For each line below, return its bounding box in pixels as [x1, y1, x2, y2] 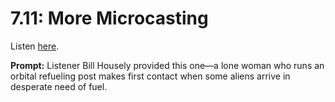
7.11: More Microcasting [10, 7, 209, 30]
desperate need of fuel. [10, 80, 108, 92]
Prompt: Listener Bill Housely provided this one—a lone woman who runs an [10, 59, 325, 71]
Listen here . [10, 40, 60, 52]
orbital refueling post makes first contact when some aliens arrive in [10, 70, 291, 82]
